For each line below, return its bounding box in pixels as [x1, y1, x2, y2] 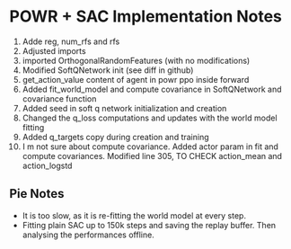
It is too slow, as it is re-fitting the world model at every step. [22, 209, 247, 221]
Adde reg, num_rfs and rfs [22, 36, 120, 47]
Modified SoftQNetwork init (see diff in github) [22, 65, 194, 76]
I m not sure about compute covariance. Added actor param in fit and [22, 141, 278, 152]
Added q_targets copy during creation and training [22, 131, 209, 142]
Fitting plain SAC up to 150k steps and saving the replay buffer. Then [22, 219, 277, 230]
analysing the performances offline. [22, 229, 154, 240]
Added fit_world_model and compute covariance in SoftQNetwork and [22, 84, 282, 94]
